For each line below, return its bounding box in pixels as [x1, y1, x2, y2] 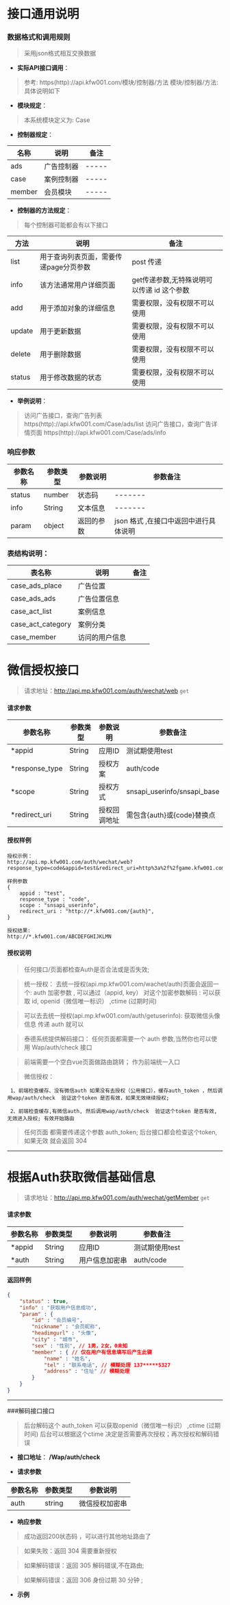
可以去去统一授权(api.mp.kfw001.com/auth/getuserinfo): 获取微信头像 [23, 1011, 220, 1019]
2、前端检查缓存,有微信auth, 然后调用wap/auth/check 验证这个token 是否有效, [10, 1108, 218, 1115]
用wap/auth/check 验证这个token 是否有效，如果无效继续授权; [7, 1094, 170, 1102]
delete [10, 349, 31, 359]
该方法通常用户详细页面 [40, 280, 116, 290]
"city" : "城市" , [31, 1336, 79, 1343]
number [43, 490, 69, 499]
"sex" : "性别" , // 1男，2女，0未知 [31, 1342, 128, 1349]
